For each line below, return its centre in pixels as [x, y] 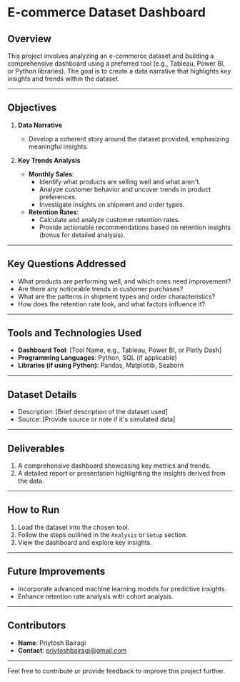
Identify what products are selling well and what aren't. [120, 181]
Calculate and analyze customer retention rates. [110, 219]
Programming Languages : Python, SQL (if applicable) [97, 358]
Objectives [32, 108]
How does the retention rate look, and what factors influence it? [111, 304]
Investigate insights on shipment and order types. [112, 204]
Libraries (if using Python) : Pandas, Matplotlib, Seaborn [101, 366]
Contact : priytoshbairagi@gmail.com [72, 650]
